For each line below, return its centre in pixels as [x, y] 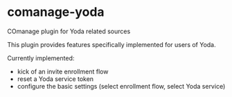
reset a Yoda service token [55, 79]
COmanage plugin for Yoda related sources [69, 31]
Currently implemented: [41, 58]
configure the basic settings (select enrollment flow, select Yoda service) [121, 86]
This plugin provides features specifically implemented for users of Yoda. [111, 44]
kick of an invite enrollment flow [63, 71]
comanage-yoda [56, 12]
